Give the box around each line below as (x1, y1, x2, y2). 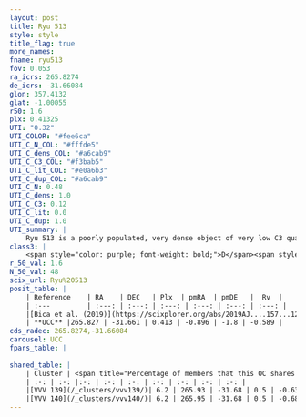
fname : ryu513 (9, 56, 64, 65)
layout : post (9, 13, 59, 23)
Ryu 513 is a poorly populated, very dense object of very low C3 (25, 233, 283, 242)
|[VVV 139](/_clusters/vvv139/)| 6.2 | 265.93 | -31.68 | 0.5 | (25, 386, 275, 395)
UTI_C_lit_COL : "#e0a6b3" (9, 166, 107, 175)
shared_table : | (9, 361, 71, 370)
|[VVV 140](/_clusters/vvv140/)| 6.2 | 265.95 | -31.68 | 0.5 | (25, 394, 275, 403)
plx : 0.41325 (9, 115, 59, 124)
